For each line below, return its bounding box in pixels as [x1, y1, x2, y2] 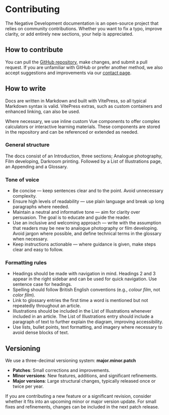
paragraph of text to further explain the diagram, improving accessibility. [12, 319, 163, 325]
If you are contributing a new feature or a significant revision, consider [5, 393, 151, 399]
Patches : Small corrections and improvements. [12, 367, 110, 374]
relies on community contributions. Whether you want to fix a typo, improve [5, 25, 162, 31]
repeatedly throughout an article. [12, 303, 81, 309]
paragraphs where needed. [12, 204, 70, 210]
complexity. [12, 193, 37, 199]
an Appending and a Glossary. [5, 163, 68, 169]
